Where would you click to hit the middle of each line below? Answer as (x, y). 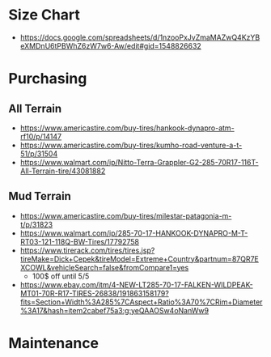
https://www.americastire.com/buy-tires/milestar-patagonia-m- (126, 215)
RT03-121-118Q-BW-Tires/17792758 (80, 241)
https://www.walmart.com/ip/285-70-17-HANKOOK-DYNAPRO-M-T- (134, 233)
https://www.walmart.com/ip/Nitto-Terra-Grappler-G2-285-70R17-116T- (139, 162)
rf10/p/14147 (41, 136)
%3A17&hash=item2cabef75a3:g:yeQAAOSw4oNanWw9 (114, 310)
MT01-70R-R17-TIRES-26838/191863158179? (95, 293)
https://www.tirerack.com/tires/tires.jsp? (87, 250)
